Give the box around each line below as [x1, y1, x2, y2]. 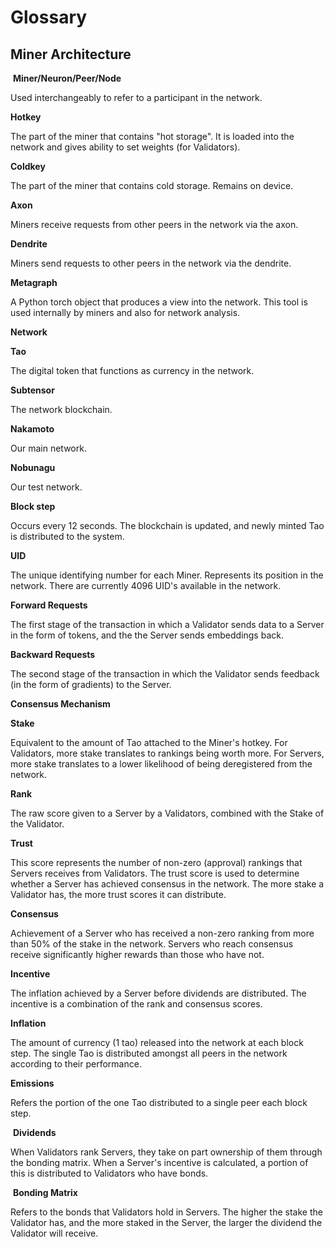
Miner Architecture [10, 46, 132, 63]
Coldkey [10, 161, 46, 172]
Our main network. [10, 442, 87, 454]
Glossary [10, 6, 88, 29]
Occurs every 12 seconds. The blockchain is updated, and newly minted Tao [10, 520, 325, 531]
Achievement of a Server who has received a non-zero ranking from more [10, 927, 315, 939]
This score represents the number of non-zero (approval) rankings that [10, 857, 303, 868]
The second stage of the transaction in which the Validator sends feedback [10, 668, 320, 680]
